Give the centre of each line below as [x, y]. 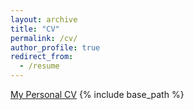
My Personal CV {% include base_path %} [97, 94]
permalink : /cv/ [44, 38]
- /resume [39, 66]
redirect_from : [42, 57]
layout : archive [44, 19]
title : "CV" [35, 29]
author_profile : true [55, 47]
